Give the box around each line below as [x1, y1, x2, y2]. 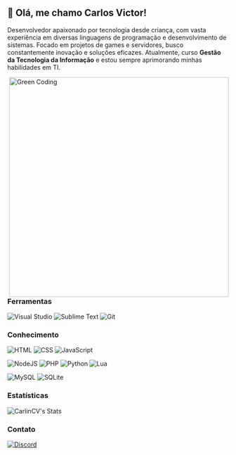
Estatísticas [7, 391, 49, 401]
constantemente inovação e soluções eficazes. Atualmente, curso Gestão [7, 48, 221, 56]
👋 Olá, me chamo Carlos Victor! [7, 7, 147, 19]
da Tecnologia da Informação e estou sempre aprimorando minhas [7, 56, 202, 64]
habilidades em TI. [7, 63, 61, 71]
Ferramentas [7, 296, 53, 306]
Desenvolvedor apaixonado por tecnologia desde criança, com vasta [7, 25, 206, 34]
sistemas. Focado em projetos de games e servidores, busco [7, 40, 184, 49]
